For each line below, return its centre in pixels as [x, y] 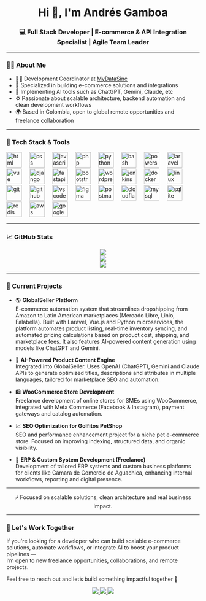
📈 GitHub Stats [30, 237]
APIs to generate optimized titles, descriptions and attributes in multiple [105, 373]
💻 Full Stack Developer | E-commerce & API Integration [103, 32]
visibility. [26, 448]
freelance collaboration [44, 120]
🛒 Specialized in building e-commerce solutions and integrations [97, 85]
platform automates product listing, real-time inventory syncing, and [101, 328]
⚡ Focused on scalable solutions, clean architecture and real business [103, 497]
